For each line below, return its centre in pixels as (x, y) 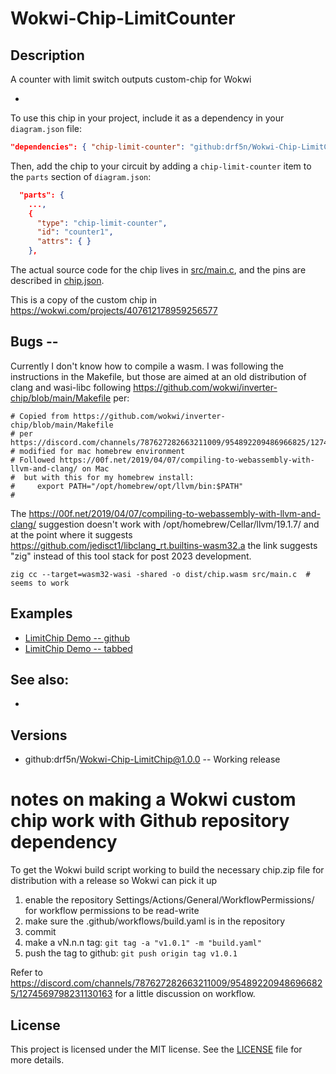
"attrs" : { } (64, 242)
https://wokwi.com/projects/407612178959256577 (114, 310)
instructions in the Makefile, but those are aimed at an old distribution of (158, 376)
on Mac (95, 468)
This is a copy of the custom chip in (84, 300)
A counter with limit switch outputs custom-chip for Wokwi (131, 79)
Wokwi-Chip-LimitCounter (123, 18)
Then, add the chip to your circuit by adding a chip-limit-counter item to (161, 166)
